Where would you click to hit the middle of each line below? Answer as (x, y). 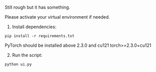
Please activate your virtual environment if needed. (57, 17)
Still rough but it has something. (38, 7)
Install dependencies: (34, 27)
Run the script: (27, 55)
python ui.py (18, 64)
